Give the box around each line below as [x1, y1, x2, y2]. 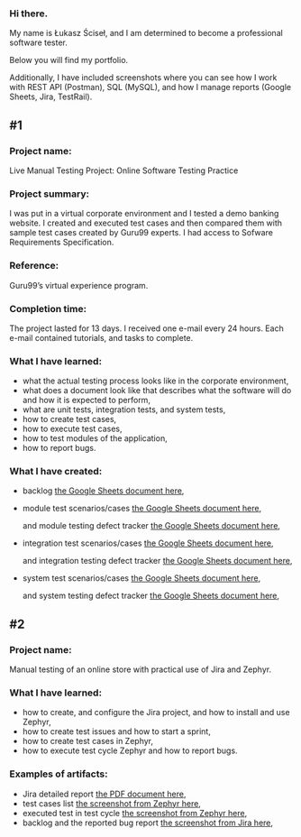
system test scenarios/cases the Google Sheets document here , [22, 573, 261, 584]
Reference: [9, 260, 59, 272]
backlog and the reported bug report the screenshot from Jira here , [22, 817, 273, 828]
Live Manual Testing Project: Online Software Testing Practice [9, 165, 239, 176]
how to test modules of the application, [22, 433, 169, 444]
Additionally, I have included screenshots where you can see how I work [9, 72, 278, 83]
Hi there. [9, 7, 48, 20]
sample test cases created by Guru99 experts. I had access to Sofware [9, 227, 273, 238]
